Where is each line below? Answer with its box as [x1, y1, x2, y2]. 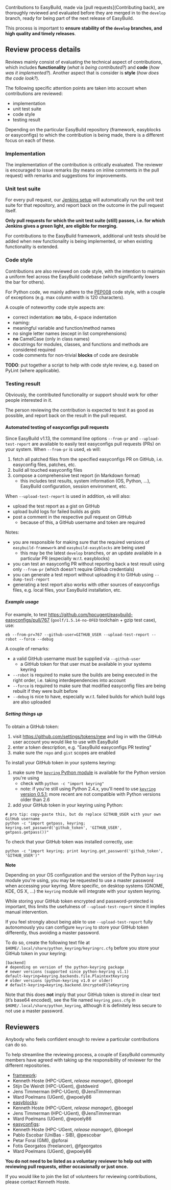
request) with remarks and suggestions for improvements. [5, 173, 128, 179]
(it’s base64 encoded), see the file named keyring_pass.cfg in [5, 997, 136, 1003]
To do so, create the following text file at [5, 939, 90, 946]
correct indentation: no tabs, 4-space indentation [12, 314, 117, 320]
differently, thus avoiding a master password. [5, 930, 101, 936]
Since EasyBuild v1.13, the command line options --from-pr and [5, 435, 138, 442]
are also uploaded [12, 699, 51, 705]
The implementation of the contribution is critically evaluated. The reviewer [5, 162, 163, 168]
